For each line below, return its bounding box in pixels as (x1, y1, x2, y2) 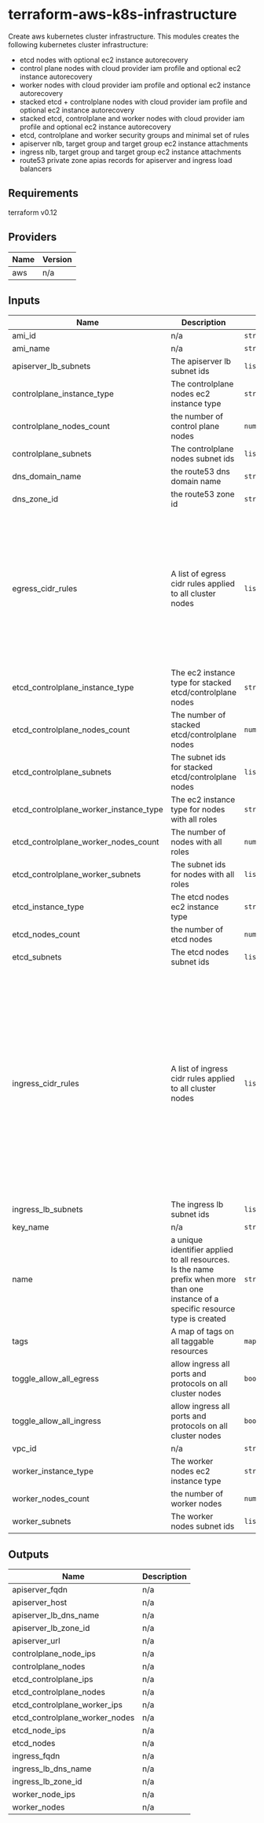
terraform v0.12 (8, 207, 57, 217)
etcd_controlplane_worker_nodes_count (12, 837, 159, 848)
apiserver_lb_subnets (12, 361, 91, 372)
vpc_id (12, 1443, 37, 1454)
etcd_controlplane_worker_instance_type (12, 804, 163, 815)
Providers (8, 231, 57, 244)
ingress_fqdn (12, 1751, 60, 1762)
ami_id (12, 331, 37, 342)
